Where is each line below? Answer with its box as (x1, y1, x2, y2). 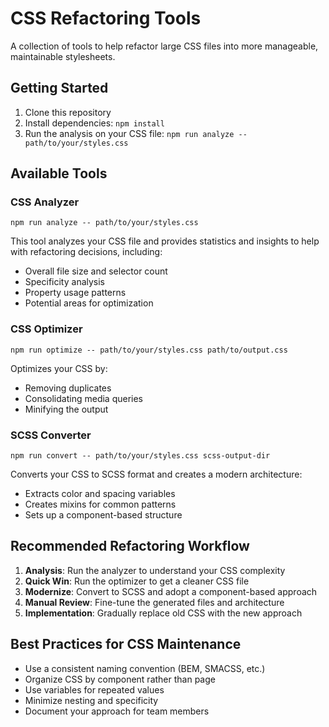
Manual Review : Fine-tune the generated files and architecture (24, 596, 285, 608)
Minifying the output (24, 403, 109, 415)
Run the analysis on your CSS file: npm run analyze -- (24, 127, 248, 139)
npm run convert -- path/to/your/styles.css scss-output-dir (10, 451, 271, 461)
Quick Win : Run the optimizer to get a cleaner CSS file (24, 575, 250, 587)
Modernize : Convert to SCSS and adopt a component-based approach (24, 585, 318, 597)
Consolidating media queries (24, 392, 144, 404)
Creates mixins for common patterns (24, 498, 177, 511)
